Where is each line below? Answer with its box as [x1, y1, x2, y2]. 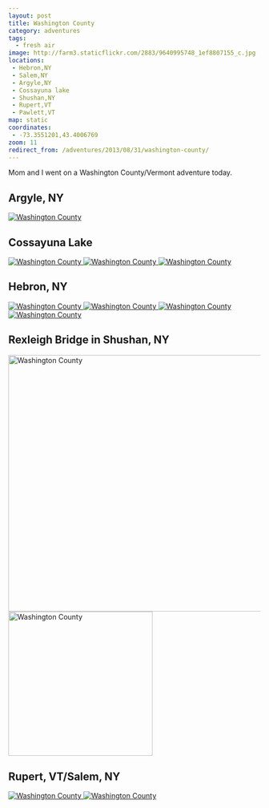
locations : [8, 57, 45, 65]
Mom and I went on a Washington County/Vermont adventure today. [8, 168, 233, 177]
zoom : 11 [8, 138, 38, 147]
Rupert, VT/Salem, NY [8, 770, 121, 784]
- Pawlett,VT [11, 109, 56, 117]
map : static [8, 116, 48, 124]
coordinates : [8, 123, 52, 131]
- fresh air [15, 42, 56, 50]
